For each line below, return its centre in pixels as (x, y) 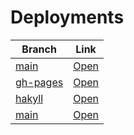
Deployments (67, 17)
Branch (39, 49)
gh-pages (39, 82)
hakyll (29, 98)
